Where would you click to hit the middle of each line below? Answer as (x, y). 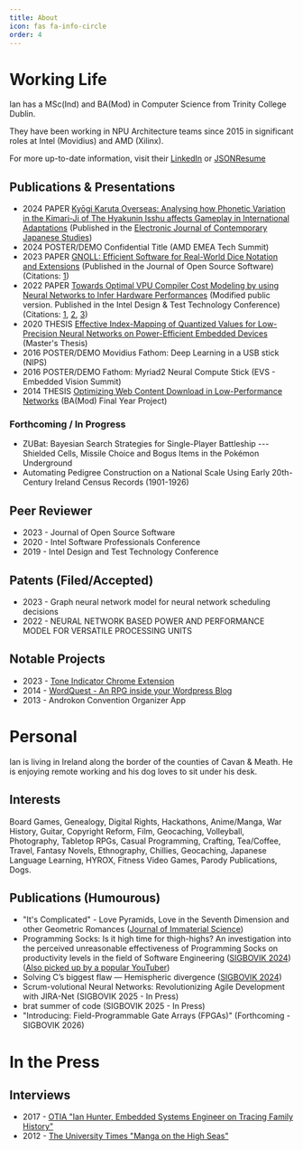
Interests (35, 800)
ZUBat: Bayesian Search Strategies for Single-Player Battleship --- (146, 444)
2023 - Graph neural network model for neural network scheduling (146, 602)
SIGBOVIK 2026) (53, 1025)
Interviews (40, 1095)
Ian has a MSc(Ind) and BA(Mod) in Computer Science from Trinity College (148, 104)
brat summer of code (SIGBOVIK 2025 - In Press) (114, 1006)
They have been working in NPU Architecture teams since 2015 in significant (151, 131)
